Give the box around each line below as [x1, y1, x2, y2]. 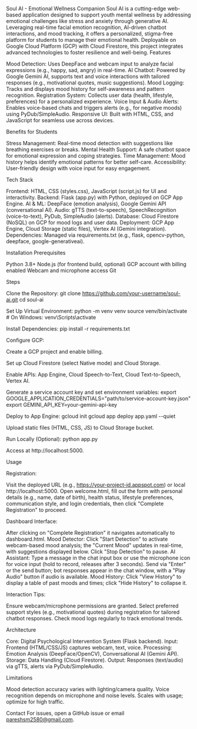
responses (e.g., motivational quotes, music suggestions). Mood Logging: [6, 79, 185, 86]
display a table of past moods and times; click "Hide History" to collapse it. [6, 580, 187, 586]
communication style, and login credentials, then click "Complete [6, 500, 164, 507]
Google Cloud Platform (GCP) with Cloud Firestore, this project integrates [6, 43, 183, 50]
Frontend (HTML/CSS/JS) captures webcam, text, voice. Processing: [6, 644, 172, 651]
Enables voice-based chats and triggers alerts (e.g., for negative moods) [6, 104, 182, 111]
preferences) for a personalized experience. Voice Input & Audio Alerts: [6, 98, 179, 105]
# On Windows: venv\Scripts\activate [6, 314, 96, 321]
